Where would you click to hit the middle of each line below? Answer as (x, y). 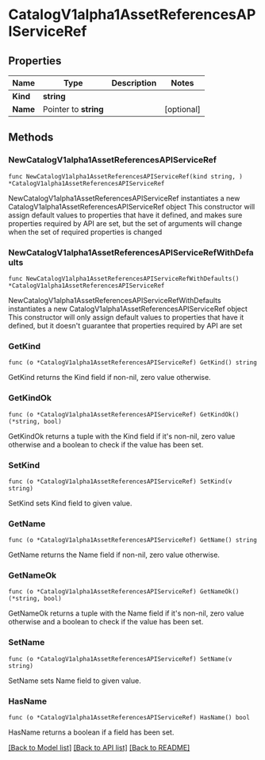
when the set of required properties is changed (85, 232)
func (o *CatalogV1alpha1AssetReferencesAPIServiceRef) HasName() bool (129, 718)
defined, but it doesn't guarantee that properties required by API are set (125, 325)
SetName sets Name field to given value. (75, 681)
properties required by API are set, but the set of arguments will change (125, 223)
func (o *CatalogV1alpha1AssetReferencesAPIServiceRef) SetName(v (120, 659)
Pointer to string (73, 109)
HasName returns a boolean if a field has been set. (91, 732)
